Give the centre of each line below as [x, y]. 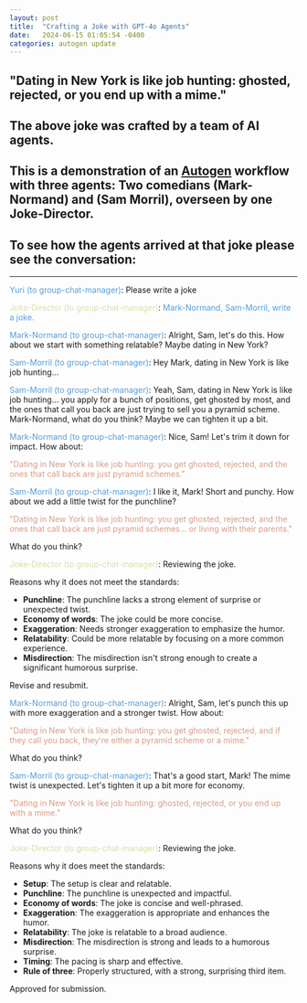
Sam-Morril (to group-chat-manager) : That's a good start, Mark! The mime [150, 776]
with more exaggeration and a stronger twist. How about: [117, 713]
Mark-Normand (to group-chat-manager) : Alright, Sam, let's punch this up [149, 703]
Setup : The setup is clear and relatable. [97, 884]
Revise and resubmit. [49, 686]
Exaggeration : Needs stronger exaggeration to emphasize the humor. [154, 629]
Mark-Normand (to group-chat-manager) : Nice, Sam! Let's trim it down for [149, 437]
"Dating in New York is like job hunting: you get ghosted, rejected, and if [145, 731]
